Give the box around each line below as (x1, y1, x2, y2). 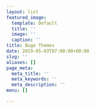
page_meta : (6, 65, 33, 71)
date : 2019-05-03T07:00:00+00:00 (6, 48, 90, 54)
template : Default (11, 20, 58, 26)
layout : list (6, 8, 39, 15)
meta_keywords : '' (11, 76, 58, 82)
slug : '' (6, 54, 28, 60)
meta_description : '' (11, 82, 66, 88)
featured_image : (6, 14, 47, 21)
